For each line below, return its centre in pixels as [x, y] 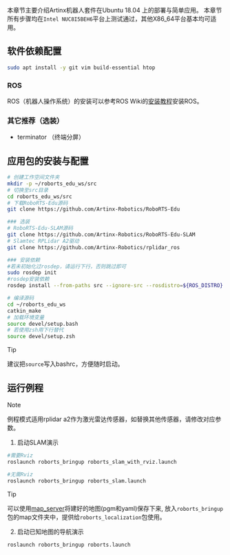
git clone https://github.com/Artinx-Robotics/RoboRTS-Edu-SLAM [101, 235]
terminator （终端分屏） [51, 137]
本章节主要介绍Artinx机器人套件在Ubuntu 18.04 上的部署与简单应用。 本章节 [115, 10]
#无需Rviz [20, 474]
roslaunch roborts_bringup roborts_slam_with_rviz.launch [92, 462]
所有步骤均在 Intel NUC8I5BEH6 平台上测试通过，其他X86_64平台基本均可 [109, 19]
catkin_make [24, 311]
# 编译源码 [21, 298]
